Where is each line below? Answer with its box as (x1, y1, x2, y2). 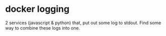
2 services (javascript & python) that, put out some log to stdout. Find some (5, 20, 161, 26)
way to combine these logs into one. (5, 25, 80, 31)
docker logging (5, 3, 70, 15)
